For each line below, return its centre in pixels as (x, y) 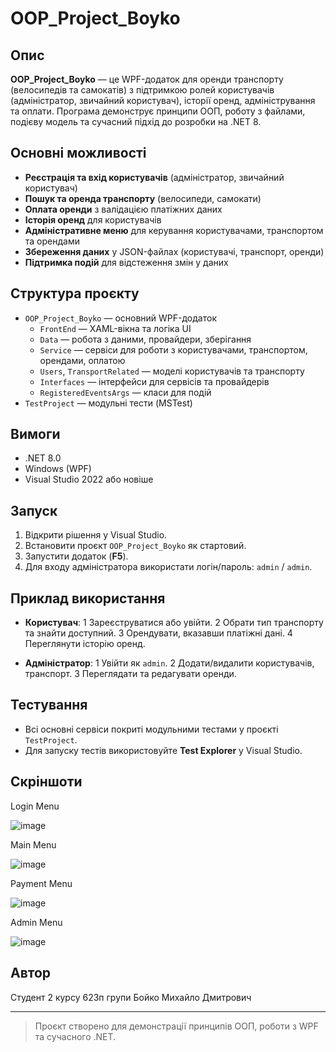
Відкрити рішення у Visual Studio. (96, 535)
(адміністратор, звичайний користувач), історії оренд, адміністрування (163, 100)
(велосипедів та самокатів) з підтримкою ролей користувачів (142, 90)
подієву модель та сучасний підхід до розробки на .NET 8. (136, 121)
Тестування (49, 705)
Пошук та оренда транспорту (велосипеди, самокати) (143, 198)
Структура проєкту (75, 293)
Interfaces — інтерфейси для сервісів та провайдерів (154, 381)
